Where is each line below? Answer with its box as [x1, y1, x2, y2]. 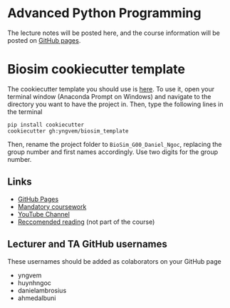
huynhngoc [17, 278, 52, 287]
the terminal [7, 107, 43, 115]
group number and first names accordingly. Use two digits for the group [7, 148, 219, 156]
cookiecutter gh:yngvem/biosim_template [7, 127, 130, 135]
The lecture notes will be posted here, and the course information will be [7, 29, 221, 37]
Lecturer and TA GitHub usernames [7, 238, 167, 250]
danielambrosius [17, 286, 67, 294]
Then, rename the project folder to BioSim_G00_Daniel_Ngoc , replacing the [7, 140, 222, 148]
